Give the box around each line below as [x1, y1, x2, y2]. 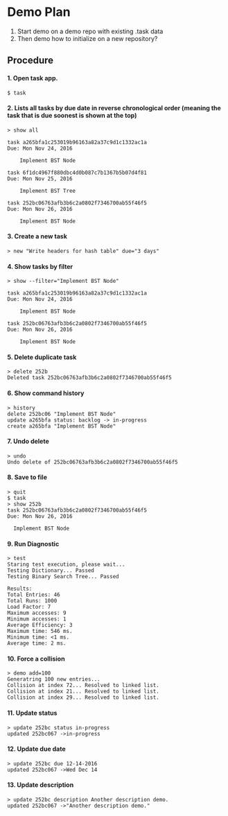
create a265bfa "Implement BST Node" [7, 422, 116, 430]
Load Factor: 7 [7, 604, 51, 611]
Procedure [7, 55, 54, 67]
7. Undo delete [7, 437, 50, 446]
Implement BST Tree [19, 187, 76, 194]
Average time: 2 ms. [7, 640, 67, 647]
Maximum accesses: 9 [7, 609, 67, 617]
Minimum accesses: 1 [7, 616, 67, 623]
